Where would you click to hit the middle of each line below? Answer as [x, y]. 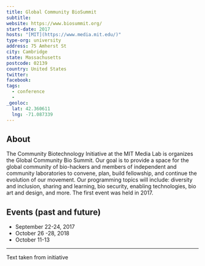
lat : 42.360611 [31, 109]
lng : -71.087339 [32, 114]
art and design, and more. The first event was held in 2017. [80, 193]
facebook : [19, 80]
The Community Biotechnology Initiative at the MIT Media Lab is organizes [100, 154]
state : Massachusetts [34, 57]
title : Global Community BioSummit [52, 12]
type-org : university [34, 40]
